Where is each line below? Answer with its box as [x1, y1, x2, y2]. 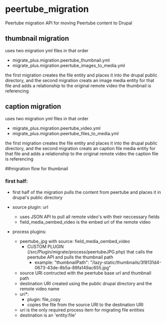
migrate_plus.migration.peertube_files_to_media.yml [12, 130, 119, 136]
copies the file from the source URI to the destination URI [27, 302, 144, 308]
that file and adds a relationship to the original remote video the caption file [5, 151, 159, 157]
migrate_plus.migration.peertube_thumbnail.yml [12, 57, 110, 63]
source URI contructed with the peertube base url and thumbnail [19, 270, 152, 276]
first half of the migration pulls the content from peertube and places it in [12, 189, 161, 195]
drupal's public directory [12, 194, 63, 200]
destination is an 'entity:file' [19, 312, 76, 318]
